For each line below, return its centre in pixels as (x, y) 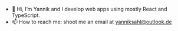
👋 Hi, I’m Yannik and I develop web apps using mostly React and (89, 9)
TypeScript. (26, 15)
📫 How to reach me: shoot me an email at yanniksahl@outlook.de (92, 22)
